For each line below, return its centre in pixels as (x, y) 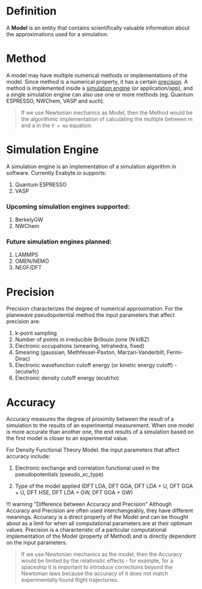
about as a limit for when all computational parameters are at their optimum (99, 523)
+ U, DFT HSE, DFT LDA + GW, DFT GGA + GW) (74, 493)
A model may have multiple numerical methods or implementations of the (97, 75)
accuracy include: (28, 456)
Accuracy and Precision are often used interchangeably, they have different (100, 511)
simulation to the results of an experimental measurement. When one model (100, 426)
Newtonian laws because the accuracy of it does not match (94, 573)
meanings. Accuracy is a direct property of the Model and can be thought (97, 517)
